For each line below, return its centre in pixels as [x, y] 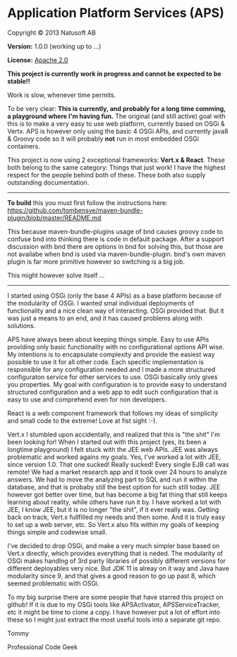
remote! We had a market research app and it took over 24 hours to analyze [117, 472]
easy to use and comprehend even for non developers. [87, 399]
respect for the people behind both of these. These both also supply [107, 175]
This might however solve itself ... [56, 275]
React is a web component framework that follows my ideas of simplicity [113, 413]
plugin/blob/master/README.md [54, 218]
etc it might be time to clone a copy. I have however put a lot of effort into [114, 612]
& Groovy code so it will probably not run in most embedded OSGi [103, 139]
